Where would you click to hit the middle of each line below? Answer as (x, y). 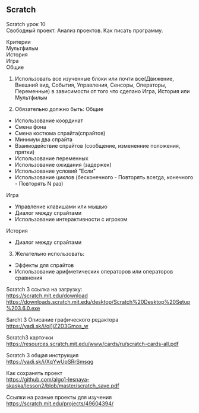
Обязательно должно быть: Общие (59, 109)
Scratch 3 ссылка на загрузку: (44, 289)
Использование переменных (52, 158)
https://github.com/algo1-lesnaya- (48, 379)
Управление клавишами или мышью (61, 206)
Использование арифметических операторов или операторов (94, 271)
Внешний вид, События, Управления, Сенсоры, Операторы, (91, 85)
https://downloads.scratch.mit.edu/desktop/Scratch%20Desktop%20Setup (98, 301)
